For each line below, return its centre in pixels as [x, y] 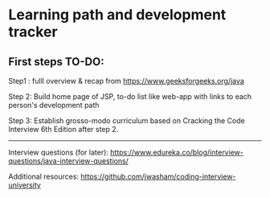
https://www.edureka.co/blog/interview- [176, 152]
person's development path [54, 105]
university [25, 185]
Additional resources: [43, 176]
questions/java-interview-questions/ [68, 161]
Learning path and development [117, 15]
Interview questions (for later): [58, 152]
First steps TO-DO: [56, 62]
